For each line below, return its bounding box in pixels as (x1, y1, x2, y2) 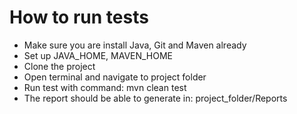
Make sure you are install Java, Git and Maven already (23, 39, 247, 51)
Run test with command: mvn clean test (23, 81, 187, 93)
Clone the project (23, 60, 96, 72)
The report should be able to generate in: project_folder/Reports (23, 92, 288, 104)
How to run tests (9, 6, 149, 29)
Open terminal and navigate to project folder (23, 71, 207, 83)
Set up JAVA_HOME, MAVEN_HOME (23, 49, 174, 61)
